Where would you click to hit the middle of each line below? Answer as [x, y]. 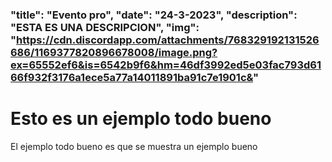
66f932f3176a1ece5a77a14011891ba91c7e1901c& [131, 77]
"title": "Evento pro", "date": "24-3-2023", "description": [154, 15]
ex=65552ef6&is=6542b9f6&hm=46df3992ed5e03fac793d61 [166, 65]
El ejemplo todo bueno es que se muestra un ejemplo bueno [134, 146]
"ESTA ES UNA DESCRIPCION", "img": [105, 27]
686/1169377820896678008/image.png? [114, 52]
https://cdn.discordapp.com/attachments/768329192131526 [168, 40]
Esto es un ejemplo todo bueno [141, 119]
